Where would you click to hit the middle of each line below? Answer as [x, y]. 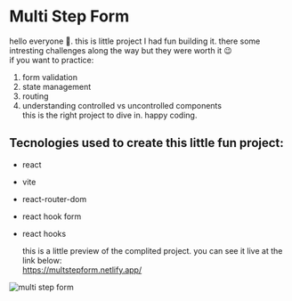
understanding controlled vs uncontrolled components [122, 105]
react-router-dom [54, 199]
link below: [42, 260]
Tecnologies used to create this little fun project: [147, 143]
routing [35, 96]
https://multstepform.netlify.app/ [82, 270]
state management [57, 86]
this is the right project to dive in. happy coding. [109, 115]
